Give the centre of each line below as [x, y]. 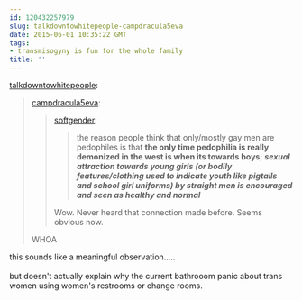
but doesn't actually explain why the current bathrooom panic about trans [146, 276]
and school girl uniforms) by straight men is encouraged [184, 185]
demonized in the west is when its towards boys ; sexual [183, 157]
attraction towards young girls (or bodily [154, 166]
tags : [19, 43]
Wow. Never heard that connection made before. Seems [158, 212]
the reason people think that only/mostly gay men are [175, 137]
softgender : [75, 120]
